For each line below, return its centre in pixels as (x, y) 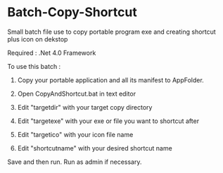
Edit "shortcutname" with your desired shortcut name (95, 148)
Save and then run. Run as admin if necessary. (75, 162)
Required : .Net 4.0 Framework (52, 53)
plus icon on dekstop (38, 39)
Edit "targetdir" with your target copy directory (85, 107)
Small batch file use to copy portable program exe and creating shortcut (111, 32)
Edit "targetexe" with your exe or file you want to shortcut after (108, 121)
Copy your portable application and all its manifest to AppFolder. (110, 80)
